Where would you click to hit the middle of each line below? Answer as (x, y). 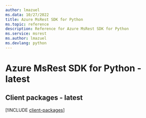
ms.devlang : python (26, 43)
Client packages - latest (44, 98)
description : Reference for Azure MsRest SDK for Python (67, 29)
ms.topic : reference (27, 24)
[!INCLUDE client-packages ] (35, 110)
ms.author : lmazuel (26, 39)
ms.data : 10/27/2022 (27, 15)
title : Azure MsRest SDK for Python (44, 19)
